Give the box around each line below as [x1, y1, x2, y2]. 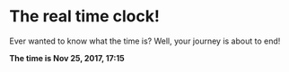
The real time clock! [9, 6, 160, 27]
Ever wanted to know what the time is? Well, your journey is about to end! [9, 36, 281, 46]
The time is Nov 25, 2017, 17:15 [9, 52, 125, 63]
